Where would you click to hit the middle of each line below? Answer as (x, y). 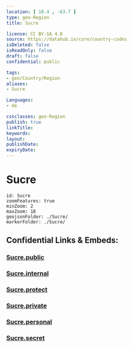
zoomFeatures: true (31, 201)
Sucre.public (25, 258)
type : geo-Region (28, 17)
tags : (13, 73)
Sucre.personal (29, 322)
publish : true (24, 122)
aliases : (17, 84)
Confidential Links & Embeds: (62, 240)
